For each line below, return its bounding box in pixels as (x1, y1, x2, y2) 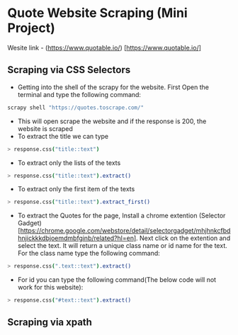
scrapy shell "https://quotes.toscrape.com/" (7, 104, 144, 111)
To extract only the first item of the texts (17, 185, 135, 193)
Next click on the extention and (139, 234, 231, 242)
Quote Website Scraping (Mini (7, 5, 188, 21)
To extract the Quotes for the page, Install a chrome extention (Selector (17, 211, 226, 220)
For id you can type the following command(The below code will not (17, 276, 217, 284)
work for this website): (17, 283, 84, 292)
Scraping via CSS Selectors (7, 64, 131, 76)
